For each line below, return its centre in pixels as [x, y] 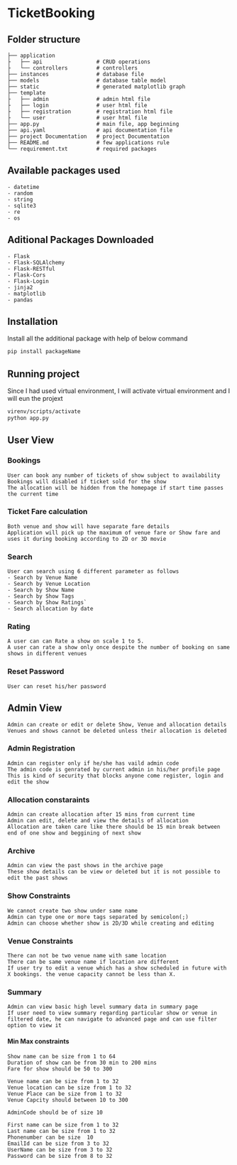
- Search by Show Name [41, 590]
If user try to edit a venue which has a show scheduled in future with [117, 968]
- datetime [23, 187]
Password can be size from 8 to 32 [60, 1156]
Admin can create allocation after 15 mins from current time [101, 815]
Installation [33, 322]
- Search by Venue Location [49, 584]
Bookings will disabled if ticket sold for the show [87, 481]
